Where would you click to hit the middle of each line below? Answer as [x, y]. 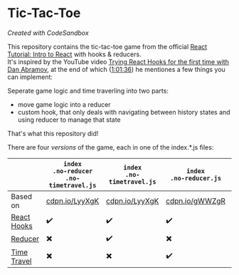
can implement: [30, 77]
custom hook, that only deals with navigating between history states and [124, 112]
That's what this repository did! [53, 133]
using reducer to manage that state [69, 120]
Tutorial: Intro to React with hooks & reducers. [74, 54]
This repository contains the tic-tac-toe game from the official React [107, 46]
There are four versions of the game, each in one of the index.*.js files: [111, 147]
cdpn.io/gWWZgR [196, 201]
